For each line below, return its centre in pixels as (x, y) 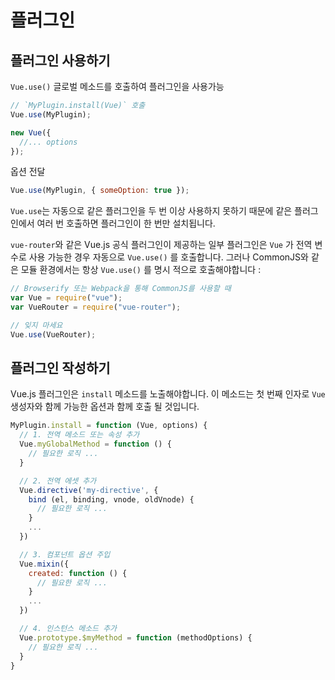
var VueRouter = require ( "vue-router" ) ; (96, 307)
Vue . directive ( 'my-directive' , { (89, 490)
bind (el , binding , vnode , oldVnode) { (111, 499)
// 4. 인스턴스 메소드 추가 (68, 629)
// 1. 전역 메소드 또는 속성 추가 (79, 435)
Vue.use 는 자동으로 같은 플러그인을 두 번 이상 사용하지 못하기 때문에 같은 (151, 211)
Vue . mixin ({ (44, 564)
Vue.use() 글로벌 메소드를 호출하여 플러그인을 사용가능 (117, 86)
